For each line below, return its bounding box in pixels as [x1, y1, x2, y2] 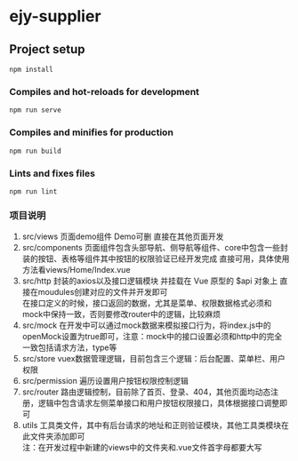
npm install [9, 65, 53, 74]
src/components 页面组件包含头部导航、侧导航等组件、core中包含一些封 [21, 242, 288, 253]
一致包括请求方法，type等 [21, 342, 117, 353]
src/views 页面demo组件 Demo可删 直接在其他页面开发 [21, 231, 224, 242]
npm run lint [9, 187, 58, 196]
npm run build [9, 147, 62, 155]
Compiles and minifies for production [9, 126, 173, 139]
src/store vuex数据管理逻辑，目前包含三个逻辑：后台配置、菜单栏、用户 [21, 354, 286, 364]
